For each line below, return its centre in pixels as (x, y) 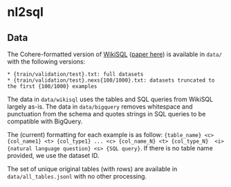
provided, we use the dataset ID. (53, 155)
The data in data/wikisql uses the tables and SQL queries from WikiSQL (110, 99)
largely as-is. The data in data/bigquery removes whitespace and (100, 107)
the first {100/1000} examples (52, 87)
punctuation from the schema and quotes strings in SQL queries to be (107, 114)
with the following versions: (46, 62)
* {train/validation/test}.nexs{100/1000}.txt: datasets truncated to (111, 80)
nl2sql (25, 12)
